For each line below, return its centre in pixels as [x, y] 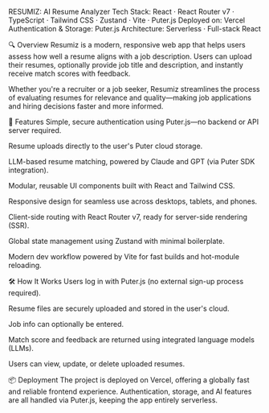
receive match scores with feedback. [69, 73]
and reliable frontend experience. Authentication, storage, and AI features [130, 391]
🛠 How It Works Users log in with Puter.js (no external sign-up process [126, 281]
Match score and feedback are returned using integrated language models [132, 340]
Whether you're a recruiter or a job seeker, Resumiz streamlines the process [134, 89]
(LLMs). [21, 348]
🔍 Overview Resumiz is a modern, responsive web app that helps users [127, 45]
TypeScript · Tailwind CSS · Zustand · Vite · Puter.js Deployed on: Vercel [127, 20]
